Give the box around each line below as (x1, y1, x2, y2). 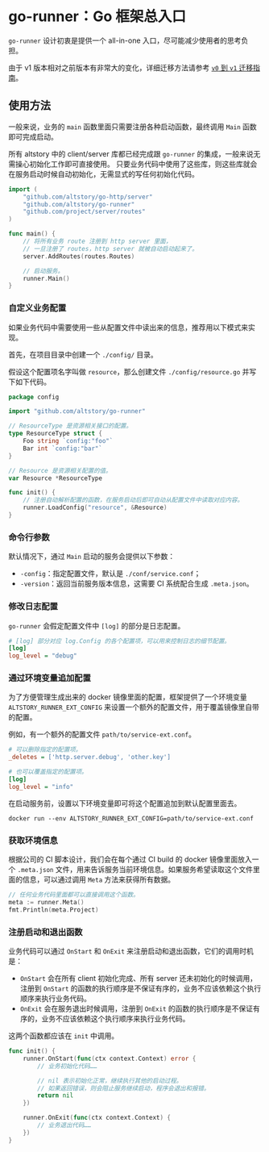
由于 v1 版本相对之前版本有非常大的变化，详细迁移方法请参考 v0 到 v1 (8, 62, 238, 73)
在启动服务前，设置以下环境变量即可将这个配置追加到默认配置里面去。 (8, 798, 242, 808)
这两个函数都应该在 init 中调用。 (8, 1031, 119, 1041)
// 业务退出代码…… (37, 1121, 92, 1129)
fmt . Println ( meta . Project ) (8, 905, 99, 914)
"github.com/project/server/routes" (23, 207, 147, 216)
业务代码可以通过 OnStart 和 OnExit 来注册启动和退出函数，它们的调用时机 (8, 946, 254, 956)
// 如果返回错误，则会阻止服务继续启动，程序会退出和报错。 (37, 1084, 210, 1092)
